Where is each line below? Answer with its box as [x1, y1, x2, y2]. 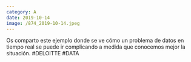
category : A [6, 9, 36, 15]
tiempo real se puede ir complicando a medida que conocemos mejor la [6, 43, 186, 50]
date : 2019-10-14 [6, 15, 50, 21]
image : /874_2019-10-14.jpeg [6, 20, 80, 26]
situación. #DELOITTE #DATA [6, 50, 79, 57]
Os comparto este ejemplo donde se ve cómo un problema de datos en [6, 37, 184, 44]
